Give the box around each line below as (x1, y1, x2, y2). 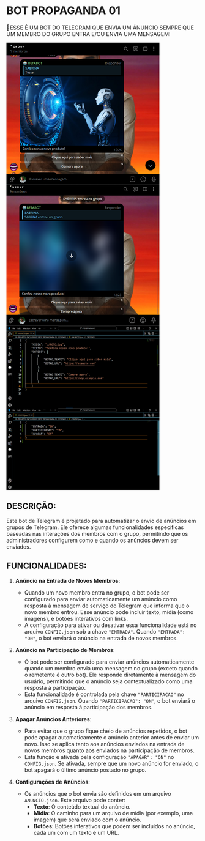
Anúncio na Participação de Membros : (15, 646, 115, 653)
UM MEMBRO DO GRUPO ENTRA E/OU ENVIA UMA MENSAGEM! (6, 30, 171, 37)
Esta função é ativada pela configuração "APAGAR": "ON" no (24, 753, 174, 760)
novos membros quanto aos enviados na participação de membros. (24, 747, 195, 754)
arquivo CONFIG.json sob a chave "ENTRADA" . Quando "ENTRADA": (24, 628, 185, 635)
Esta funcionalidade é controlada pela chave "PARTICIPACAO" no (24, 691, 185, 698)
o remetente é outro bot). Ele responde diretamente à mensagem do (24, 671, 196, 678)
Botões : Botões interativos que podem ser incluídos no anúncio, (33, 822, 196, 829)
